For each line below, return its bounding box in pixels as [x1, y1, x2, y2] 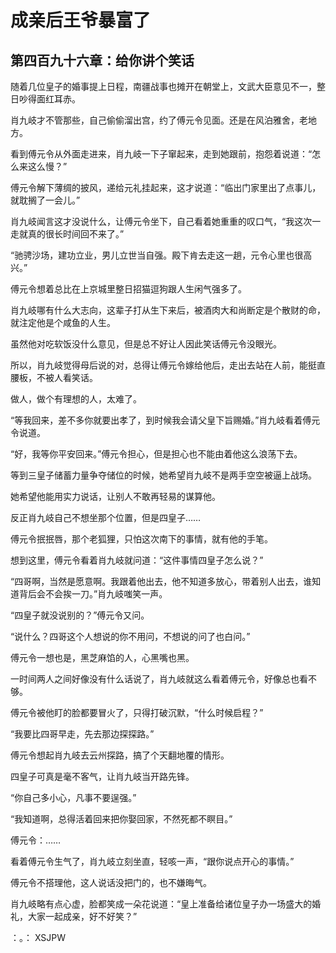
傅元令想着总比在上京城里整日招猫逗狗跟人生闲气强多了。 [10, 283, 247, 295]
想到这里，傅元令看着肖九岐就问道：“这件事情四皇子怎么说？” [10, 554, 264, 566]
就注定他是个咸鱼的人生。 [10, 317, 116, 328]
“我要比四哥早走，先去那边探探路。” [10, 728, 155, 740]
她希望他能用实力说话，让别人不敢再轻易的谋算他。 [10, 491, 221, 502]
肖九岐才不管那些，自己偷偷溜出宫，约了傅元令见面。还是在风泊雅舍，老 [10, 114, 308, 126]
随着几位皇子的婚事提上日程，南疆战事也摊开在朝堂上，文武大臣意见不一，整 [10, 81, 326, 92]
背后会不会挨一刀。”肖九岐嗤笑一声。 [18, 588, 168, 600]
